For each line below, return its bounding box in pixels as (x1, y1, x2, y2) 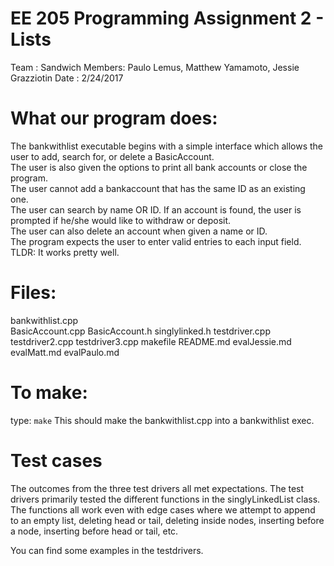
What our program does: (10, 107, 218, 130)
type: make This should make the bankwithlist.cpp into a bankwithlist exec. (10, 414, 315, 426)
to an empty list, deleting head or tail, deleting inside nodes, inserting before (10, 514, 325, 526)
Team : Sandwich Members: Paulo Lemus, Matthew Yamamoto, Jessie (10, 61, 300, 73)
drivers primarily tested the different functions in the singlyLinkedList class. (10, 493, 321, 505)
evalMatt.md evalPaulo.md (10, 346, 120, 358)
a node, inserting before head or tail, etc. (10, 525, 179, 537)
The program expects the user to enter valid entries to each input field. (10, 235, 302, 247)
